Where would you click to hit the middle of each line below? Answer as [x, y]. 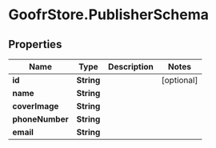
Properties [35, 44]
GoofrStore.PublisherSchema [109, 15]
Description [131, 67]
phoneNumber [41, 119]
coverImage [36, 106]
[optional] [180, 80]
